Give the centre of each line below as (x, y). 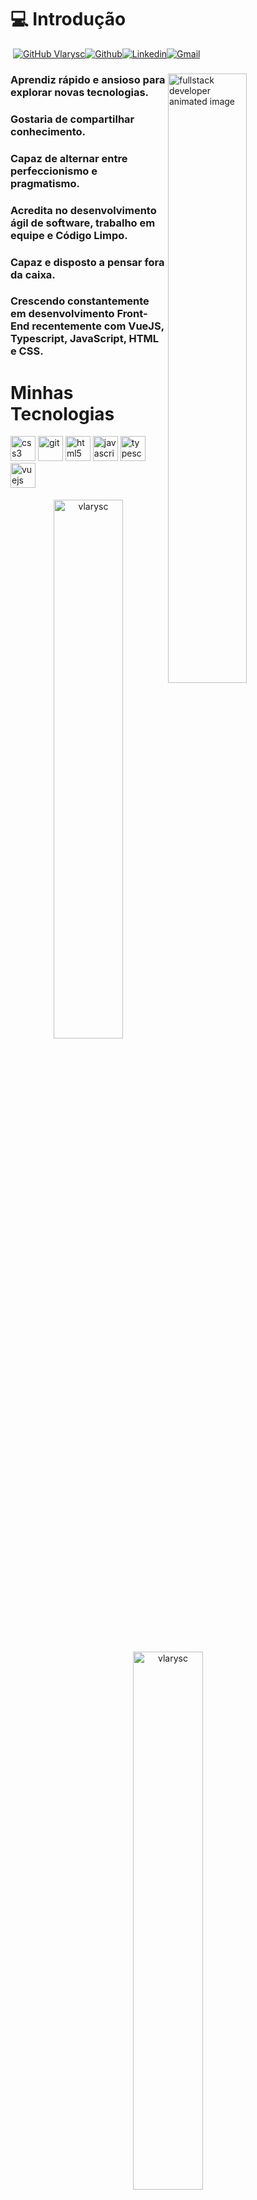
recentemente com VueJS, (98, 326)
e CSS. (27, 351)
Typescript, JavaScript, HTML (85, 339)
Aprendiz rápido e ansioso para (88, 79)
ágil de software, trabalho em (83, 223)
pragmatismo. (45, 183)
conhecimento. (48, 131)
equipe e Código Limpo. (69, 235)
